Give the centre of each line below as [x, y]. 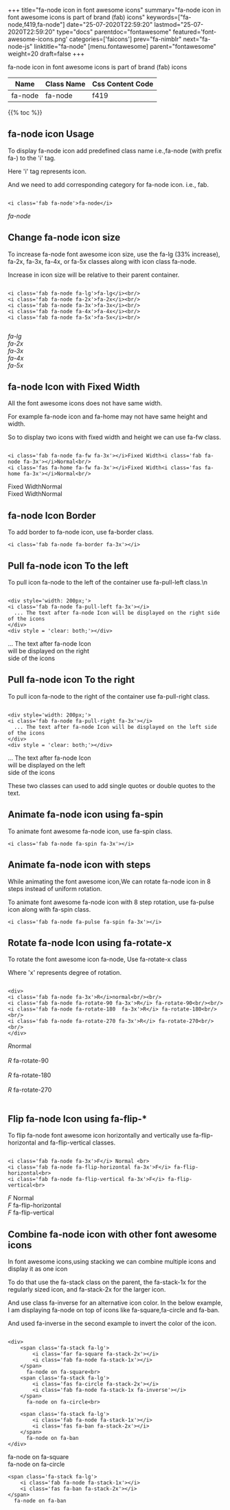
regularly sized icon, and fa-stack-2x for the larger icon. [87, 1289]
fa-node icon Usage [51, 134]
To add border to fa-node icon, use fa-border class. [81, 532]
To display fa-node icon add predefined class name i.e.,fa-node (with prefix [115, 150]
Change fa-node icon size [64, 237]
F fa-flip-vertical [31, 1213]
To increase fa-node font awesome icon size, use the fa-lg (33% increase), [114, 254]
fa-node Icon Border [52, 516]
